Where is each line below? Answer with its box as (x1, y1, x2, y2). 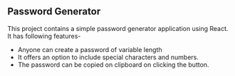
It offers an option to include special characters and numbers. (17, 53, 199, 61)
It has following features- (7, 32, 81, 40)
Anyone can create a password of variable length (17, 45, 162, 53)
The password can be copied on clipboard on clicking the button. (17, 60, 209, 69)
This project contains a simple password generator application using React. (7, 24, 229, 32)
